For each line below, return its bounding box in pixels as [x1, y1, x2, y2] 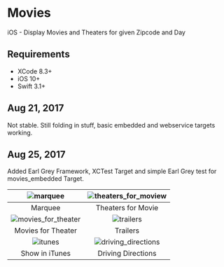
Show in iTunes [20, 249, 71, 259]
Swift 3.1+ [17, 82, 45, 90]
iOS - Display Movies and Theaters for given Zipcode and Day [7, 28, 185, 36]
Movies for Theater [14, 226, 77, 235]
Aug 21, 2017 [7, 102, 64, 114]
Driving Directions [97, 249, 157, 259]
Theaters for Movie [95, 203, 159, 213]
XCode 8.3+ [17, 67, 52, 75]
